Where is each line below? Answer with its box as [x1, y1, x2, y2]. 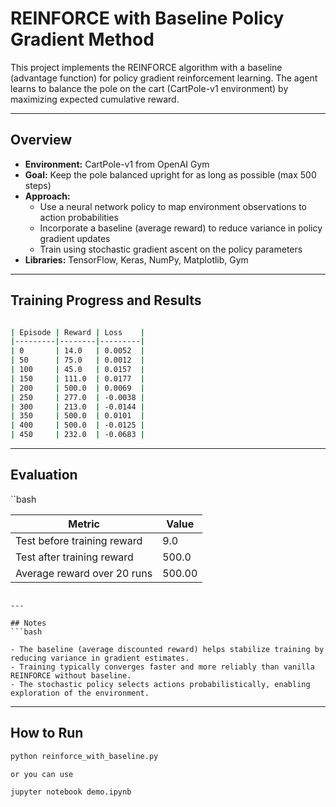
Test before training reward [15, 533, 143, 547]
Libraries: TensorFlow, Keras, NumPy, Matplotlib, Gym [24, 253, 249, 266]
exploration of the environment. [10, 688, 150, 698]
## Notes [10, 618, 47, 628]
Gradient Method [10, 28, 155, 51]
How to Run [10, 725, 84, 742]
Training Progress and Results [10, 292, 202, 309]
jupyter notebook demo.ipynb [10, 787, 132, 797]
